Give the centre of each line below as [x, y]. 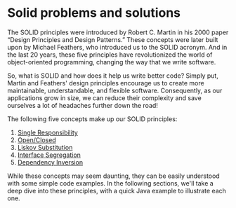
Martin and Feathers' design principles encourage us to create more [106, 83]
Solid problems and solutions [94, 13]
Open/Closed [37, 140]
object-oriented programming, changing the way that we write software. [112, 62]
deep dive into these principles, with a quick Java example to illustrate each [117, 190]
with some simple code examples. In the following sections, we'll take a [111, 183]
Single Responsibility [48, 132]
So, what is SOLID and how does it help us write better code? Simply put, [113, 76]
